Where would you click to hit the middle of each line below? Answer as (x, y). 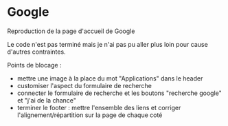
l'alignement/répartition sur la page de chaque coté (90, 115)
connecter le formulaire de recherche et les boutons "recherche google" (119, 93)
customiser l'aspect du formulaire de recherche (84, 85)
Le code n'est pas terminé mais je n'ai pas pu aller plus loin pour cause (107, 44)
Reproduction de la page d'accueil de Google (71, 31)
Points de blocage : (34, 65)
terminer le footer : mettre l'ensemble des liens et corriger (99, 107)
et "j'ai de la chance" (47, 100)
